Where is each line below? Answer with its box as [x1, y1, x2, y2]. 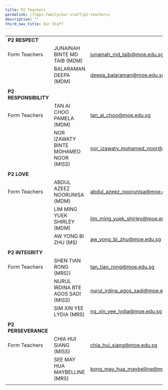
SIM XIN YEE [53, 305, 84, 312]
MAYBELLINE [53, 369, 85, 376]
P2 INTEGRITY [7, 249, 43, 256]
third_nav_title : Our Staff [5, 21, 64, 27]
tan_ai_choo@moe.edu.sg [90, 112, 151, 119]
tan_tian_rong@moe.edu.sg [90, 264, 155, 271]
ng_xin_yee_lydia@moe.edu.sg [90, 308, 162, 315]
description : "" [5, 17, 39, 22]
